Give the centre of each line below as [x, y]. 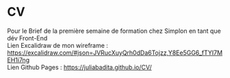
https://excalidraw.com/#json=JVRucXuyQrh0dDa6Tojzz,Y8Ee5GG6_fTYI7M [115, 53]
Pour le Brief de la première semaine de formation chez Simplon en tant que [114, 31]
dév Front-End [27, 38]
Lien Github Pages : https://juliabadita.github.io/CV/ [79, 67]
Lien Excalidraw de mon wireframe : [57, 45]
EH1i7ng [18, 60]
